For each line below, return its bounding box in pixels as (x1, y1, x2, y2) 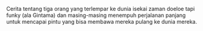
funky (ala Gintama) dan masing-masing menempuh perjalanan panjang (6, 12, 186, 19)
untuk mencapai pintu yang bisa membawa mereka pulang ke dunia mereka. (6, 18, 198, 25)
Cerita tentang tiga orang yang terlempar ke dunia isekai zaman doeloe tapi (6, 5, 195, 12)
